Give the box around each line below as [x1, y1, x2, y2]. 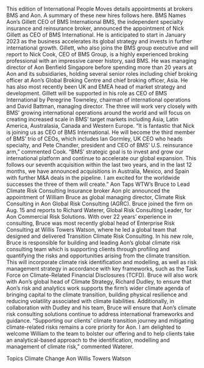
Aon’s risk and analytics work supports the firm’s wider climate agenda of [6, 284, 191, 292]
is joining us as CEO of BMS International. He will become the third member [6, 128, 195, 136]
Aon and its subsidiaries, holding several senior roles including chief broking [6, 70, 198, 77]
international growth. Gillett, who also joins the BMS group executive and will [6, 44, 199, 51]
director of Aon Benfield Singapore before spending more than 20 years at [6, 64, 193, 71]
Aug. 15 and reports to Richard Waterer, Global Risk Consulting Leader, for [6, 207, 192, 213]
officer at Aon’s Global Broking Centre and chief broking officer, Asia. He [6, 76, 188, 84]
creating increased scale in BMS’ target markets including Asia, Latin [6, 116, 178, 123]
